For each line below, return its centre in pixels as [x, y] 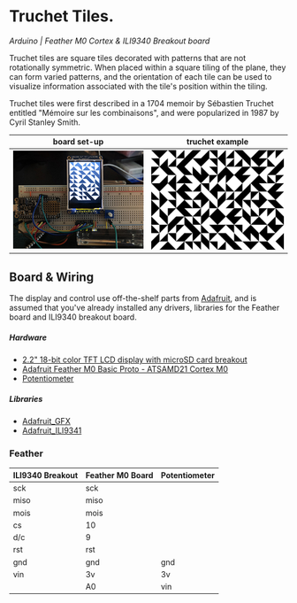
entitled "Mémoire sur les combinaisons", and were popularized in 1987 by [145, 112]
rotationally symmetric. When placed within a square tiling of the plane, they [148, 67]
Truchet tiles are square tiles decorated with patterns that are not [128, 58]
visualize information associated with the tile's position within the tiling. [138, 86]
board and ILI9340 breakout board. [73, 317]
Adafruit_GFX [46, 421]
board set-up [78, 142]
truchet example [218, 142]
